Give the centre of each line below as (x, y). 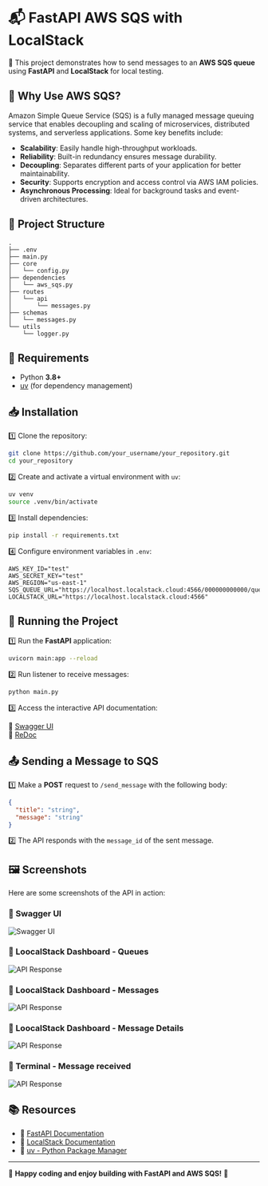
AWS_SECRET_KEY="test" (46, 575)
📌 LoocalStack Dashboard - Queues (79, 952)
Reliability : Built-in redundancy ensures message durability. (118, 156)
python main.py (33, 692)
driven (30, 198)
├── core (23, 263)
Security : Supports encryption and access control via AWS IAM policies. (139, 182)
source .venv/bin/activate (53, 502)
